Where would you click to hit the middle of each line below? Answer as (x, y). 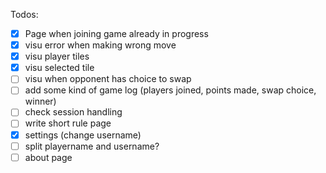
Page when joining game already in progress (116, 33)
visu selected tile (59, 68)
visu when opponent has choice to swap (108, 79)
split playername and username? (92, 146)
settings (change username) (83, 135)
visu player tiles (57, 56)
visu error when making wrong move (100, 45)
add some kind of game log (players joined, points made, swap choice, (170, 90)
